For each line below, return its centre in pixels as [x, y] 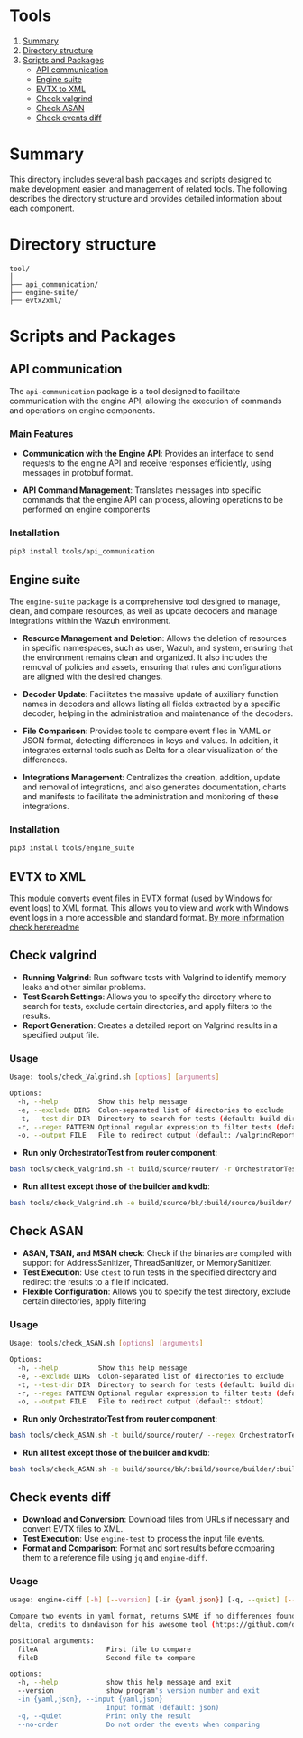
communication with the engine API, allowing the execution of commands [146, 401]
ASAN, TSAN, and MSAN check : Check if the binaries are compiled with [157, 1252]
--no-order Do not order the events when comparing [138, 1724]
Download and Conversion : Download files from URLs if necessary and [156, 1519]
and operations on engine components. [83, 410]
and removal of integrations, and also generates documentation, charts [154, 787]
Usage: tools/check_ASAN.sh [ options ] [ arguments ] [106, 1344]
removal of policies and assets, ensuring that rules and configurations [152, 667]
